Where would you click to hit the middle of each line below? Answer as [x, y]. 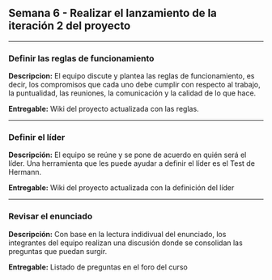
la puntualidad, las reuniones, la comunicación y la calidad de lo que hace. [132, 93]
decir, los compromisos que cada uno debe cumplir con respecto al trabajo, [134, 85]
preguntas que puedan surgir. [58, 251]
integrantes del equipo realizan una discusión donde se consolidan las [125, 243]
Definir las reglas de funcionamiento [81, 58]
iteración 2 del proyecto [70, 26]
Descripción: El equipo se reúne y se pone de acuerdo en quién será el [127, 155]
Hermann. [25, 172]
